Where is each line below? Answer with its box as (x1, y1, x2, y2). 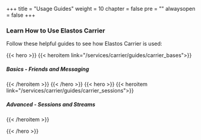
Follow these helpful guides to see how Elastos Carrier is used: (6, 40, 162, 47)
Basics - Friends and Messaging (6, 65, 89, 73)
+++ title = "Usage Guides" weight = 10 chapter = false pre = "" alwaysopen (6, 5, 196, 12)
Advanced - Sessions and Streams (6, 100, 95, 108)
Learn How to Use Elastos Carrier (6, 26, 106, 35)
